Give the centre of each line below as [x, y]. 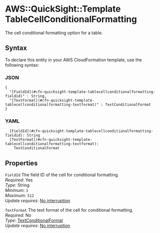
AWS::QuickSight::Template [63, 9]
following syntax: [22, 65]
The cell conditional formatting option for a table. [54, 33]
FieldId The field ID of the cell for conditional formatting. [62, 175]
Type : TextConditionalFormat [34, 220]
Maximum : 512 [19, 196]
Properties [21, 163]
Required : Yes [19, 180]
